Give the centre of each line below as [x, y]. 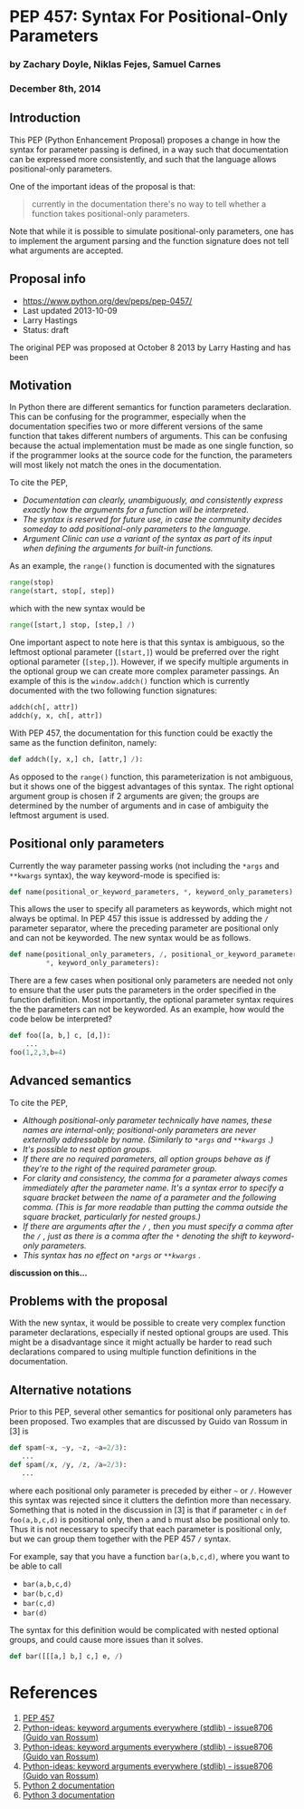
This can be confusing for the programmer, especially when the [128, 417]
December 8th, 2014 [55, 89]
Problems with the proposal [89, 1301]
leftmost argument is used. [59, 815]
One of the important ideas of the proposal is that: [103, 186]
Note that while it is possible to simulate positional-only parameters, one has [152, 231]
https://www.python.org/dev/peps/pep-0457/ [107, 300]
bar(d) [35, 1613]
